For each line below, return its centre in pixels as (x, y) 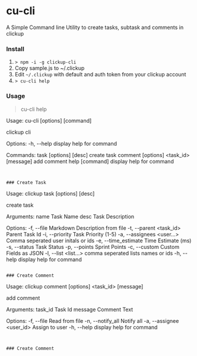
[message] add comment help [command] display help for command (90, 161)
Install (15, 49)
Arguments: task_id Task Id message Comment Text (70, 309)
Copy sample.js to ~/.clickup (50, 68)
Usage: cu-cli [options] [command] (49, 120)
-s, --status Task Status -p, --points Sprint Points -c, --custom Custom (93, 246)
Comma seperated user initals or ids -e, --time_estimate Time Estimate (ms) (99, 240)
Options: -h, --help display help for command (62, 143)
